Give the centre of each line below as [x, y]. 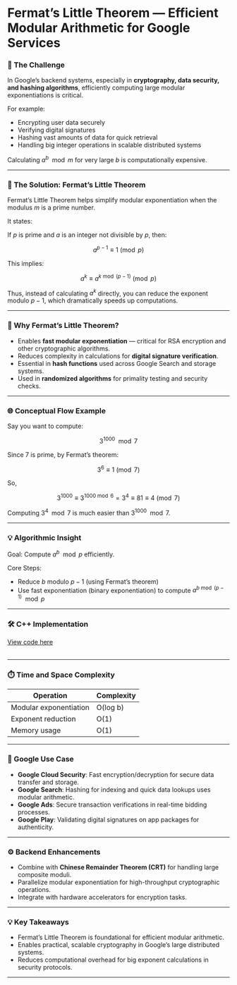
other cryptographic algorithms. [64, 348]
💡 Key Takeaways [38, 922]
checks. [29, 386]
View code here [30, 642]
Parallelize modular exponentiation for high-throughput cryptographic [119, 882]
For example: [26, 109]
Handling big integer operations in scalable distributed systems [109, 145]
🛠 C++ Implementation [48, 624]
